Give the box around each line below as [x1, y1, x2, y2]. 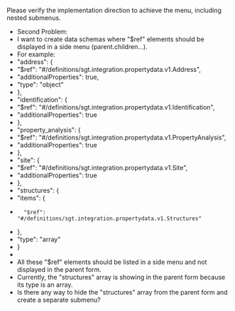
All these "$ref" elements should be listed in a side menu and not [16, 258, 207, 266]
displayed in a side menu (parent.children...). [16, 43, 148, 51]
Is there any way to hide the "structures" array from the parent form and [16, 288, 228, 296]
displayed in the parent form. [16, 265, 102, 273]
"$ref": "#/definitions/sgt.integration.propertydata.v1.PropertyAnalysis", [16, 133, 226, 142]
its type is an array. [16, 280, 73, 289]
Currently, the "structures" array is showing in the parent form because [16, 273, 226, 281]
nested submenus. [6, 14, 61, 22]
